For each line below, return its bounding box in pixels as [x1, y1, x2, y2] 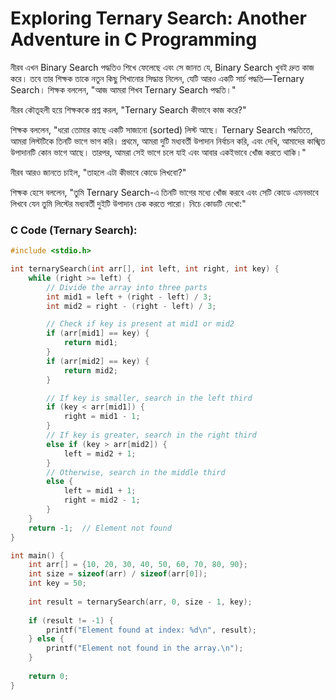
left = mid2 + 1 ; [63, 448, 137, 459]
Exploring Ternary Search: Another [10, 7, 307, 30]
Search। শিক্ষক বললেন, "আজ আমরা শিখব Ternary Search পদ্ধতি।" [10, 83, 237, 96]
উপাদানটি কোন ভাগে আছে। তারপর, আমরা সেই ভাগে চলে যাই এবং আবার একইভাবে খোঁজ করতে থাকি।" [10, 146, 307, 158]
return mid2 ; [63, 365, 118, 376]
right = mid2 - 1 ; [63, 495, 141, 506]
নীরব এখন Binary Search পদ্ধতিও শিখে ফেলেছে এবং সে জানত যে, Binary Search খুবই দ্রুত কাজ [10, 61, 315, 73]
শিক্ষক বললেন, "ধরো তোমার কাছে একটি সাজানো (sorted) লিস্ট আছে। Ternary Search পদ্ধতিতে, [10, 123, 313, 136]
